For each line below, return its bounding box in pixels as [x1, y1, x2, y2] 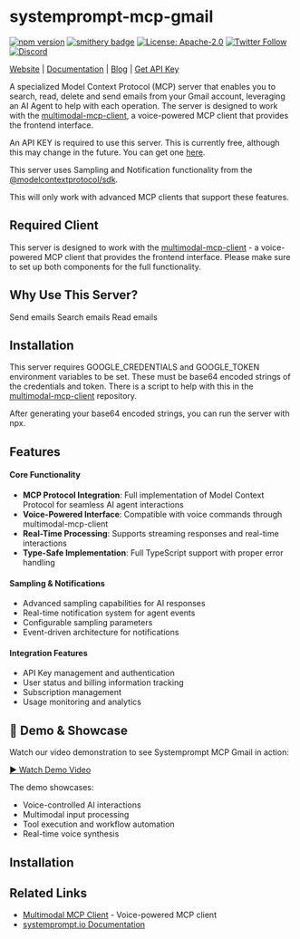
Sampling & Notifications [9, 577, 106, 588]
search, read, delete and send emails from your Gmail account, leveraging [9, 91, 285, 102]
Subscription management [22, 687, 122, 698]
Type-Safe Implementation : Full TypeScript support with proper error [22, 547, 284, 558]
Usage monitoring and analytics [22, 696, 142, 708]
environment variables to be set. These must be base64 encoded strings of [9, 372, 292, 382]
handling [22, 557, 56, 567]
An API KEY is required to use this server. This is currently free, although [9, 137, 280, 148]
